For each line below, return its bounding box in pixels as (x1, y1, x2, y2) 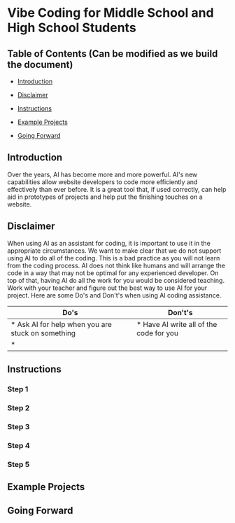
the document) (7, 58, 73, 71)
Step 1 (7, 384, 29, 393)
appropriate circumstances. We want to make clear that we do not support (7, 246, 222, 255)
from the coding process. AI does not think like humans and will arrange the (7, 261, 226, 270)
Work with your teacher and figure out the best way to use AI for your (7, 284, 208, 292)
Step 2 (7, 403, 30, 412)
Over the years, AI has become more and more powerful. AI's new (7, 170, 198, 179)
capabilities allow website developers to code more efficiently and (7, 177, 198, 186)
